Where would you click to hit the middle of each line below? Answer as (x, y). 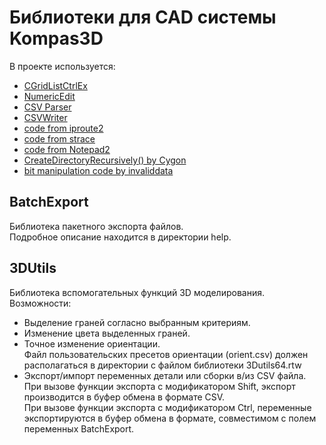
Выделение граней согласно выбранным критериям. (137, 322)
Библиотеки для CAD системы (143, 17)
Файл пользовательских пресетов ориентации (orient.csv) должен (166, 354)
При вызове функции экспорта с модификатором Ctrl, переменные (167, 407)
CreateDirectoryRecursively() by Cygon (105, 160)
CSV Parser (47, 107)
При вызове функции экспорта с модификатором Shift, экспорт (159, 386)
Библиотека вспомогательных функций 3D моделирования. (137, 292)
